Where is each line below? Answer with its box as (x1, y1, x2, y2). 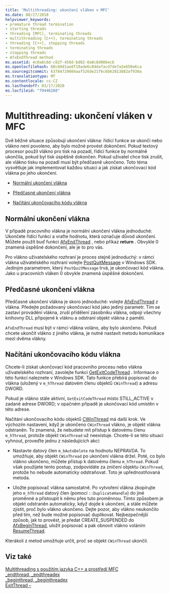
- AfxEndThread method (5, 55, 53, 60)
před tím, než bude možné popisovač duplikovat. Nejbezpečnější (12, 511, 148, 518)
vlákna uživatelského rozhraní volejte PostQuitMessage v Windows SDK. (5, 259, 157, 265)
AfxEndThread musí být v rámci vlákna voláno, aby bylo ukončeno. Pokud (5, 325, 157, 331)
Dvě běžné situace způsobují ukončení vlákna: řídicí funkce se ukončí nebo (5, 138, 162, 144)
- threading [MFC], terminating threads (5, 31, 92, 36)
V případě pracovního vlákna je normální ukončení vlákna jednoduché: (5, 228, 153, 234)
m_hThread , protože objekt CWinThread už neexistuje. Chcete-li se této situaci (5, 432, 164, 438)
